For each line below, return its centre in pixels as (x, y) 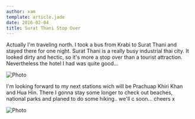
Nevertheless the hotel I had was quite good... (62, 64)
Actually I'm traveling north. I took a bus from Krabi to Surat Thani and (91, 45)
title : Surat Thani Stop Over (44, 28)
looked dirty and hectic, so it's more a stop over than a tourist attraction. (94, 57)
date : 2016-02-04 (28, 22)
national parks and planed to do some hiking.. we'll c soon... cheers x (91, 99)
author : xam (21, 11)
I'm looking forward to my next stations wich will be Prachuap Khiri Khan (95, 87)
